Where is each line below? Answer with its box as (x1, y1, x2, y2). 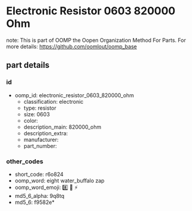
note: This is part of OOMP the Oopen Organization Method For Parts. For (6, 36, 186, 44)
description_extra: (23, 129, 68, 136)
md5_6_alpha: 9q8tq (14, 192, 64, 199)
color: (23, 117, 39, 124)
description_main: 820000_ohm (23, 123, 102, 131)
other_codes (6, 157, 43, 165)
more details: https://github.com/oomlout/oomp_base (6, 43, 137, 50)
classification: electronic (23, 98, 84, 105)
